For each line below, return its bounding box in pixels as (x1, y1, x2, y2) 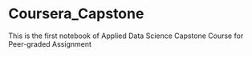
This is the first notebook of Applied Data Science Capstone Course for (8, 31, 244, 40)
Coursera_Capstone (8, 5, 144, 23)
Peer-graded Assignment (8, 39, 92, 48)
